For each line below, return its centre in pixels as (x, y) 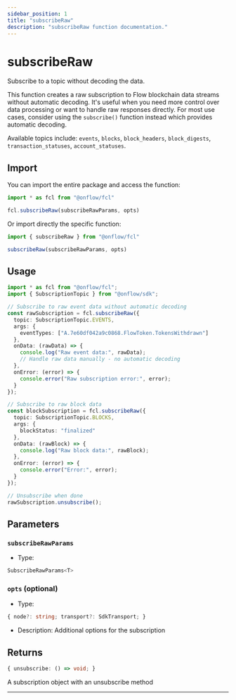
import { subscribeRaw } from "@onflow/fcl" (73, 236)
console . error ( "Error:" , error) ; (69, 470)
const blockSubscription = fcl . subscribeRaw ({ (77, 411)
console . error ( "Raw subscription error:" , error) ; (96, 378)
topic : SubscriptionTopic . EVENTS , (64, 320)
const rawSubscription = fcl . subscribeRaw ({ (73, 314)
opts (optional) (33, 589)
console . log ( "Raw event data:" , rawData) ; (83, 352)
